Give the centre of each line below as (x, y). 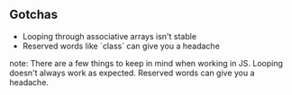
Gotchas (34, 15)
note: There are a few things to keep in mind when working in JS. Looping (146, 63)
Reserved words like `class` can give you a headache (121, 46)
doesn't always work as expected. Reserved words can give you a (132, 73)
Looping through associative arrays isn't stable (109, 36)
